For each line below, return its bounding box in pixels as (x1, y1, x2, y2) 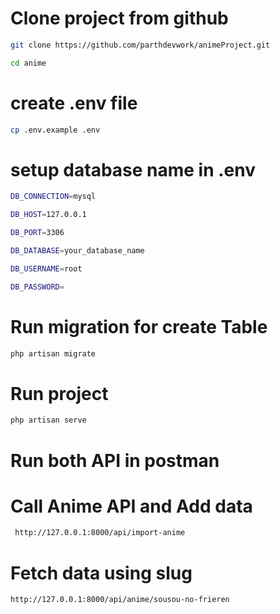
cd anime (10, 58, 47, 68)
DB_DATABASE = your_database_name (10, 246, 145, 256)
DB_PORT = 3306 (10, 228, 65, 238)
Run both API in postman (10, 449, 220, 472)
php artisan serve (10, 415, 87, 426)
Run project (10, 382, 109, 405)
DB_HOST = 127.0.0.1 (10, 210, 87, 220)
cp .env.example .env (10, 125, 101, 135)
